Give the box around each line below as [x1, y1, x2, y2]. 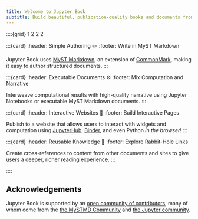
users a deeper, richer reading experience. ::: [6, 156, 116, 163]
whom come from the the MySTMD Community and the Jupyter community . [6, 206, 190, 213]
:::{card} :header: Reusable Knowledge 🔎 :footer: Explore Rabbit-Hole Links [6, 138, 189, 145]
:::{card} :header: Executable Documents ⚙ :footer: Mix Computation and [6, 73, 184, 80]
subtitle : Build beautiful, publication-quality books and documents [6, 14, 181, 20]
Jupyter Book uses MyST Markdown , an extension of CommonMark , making [6, 55, 192, 63]
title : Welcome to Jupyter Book [6, 8, 85, 15]
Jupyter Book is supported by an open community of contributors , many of [6, 200, 189, 207]
